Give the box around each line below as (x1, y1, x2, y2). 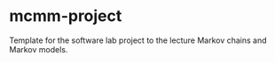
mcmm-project (9, 6, 122, 26)
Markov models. (9, 44, 68, 54)
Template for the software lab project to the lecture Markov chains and (9, 35, 268, 45)
